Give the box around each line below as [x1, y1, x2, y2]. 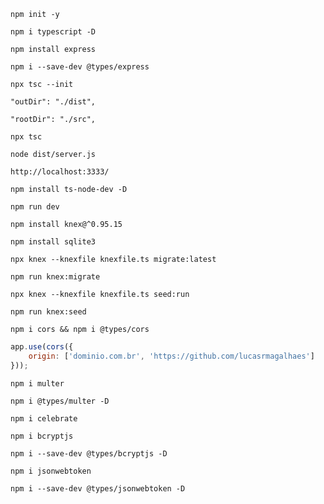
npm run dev [10, 202, 60, 212]
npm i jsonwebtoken [10, 466, 92, 476]
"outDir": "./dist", [10, 97, 97, 107]
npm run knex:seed [10, 307, 87, 317]
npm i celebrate [10, 413, 78, 424]
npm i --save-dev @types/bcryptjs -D [10, 448, 168, 459]
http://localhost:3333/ [10, 167, 110, 177]
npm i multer [10, 378, 65, 389]
